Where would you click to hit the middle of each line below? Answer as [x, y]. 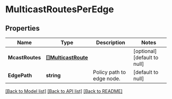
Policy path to [110, 72]
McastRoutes [24, 57]
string [53, 75]
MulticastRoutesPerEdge [60, 9]
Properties [23, 28]
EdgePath [20, 75]
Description [111, 43]
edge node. [107, 79]
